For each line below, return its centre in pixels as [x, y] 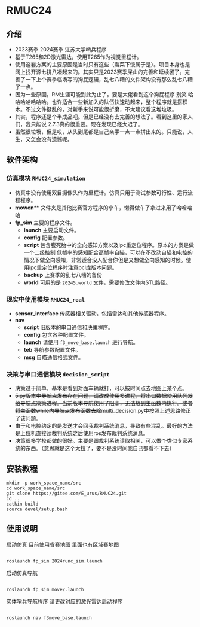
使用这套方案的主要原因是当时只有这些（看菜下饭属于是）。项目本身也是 [102, 64]
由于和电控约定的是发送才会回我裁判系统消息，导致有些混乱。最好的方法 [104, 426]
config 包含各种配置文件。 [56, 334]
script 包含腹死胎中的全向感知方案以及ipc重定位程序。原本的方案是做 [109, 245]
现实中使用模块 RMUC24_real [46, 299]
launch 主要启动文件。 [51, 230]
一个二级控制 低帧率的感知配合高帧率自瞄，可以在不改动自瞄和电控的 [108, 252]
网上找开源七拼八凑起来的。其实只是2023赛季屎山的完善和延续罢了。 [100, 72]
